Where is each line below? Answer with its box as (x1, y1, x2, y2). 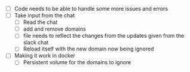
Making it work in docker (14, 52, 76, 59)
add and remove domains (23, 25, 86, 32)
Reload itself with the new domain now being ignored (23, 45, 154, 53)
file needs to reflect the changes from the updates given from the (23, 32, 185, 40)
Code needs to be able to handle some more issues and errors (14, 5, 168, 12)
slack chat (23, 39, 49, 46)
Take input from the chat (14, 12, 75, 19)
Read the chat (23, 19, 58, 26)
